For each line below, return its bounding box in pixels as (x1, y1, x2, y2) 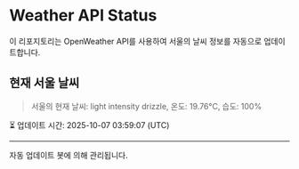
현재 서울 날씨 (9, 76, 80, 91)
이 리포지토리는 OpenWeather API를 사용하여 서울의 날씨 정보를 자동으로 (9, 36, 263, 46)
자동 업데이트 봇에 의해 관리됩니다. (9, 149, 128, 160)
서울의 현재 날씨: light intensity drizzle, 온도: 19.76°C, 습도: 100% (30, 101, 263, 111)
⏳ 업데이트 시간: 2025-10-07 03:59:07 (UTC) (9, 119, 170, 130)
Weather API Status (9, 5, 158, 26)
